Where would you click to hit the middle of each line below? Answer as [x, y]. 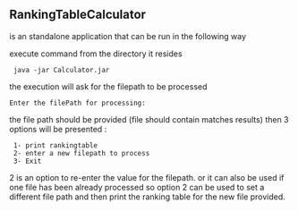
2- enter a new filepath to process [81, 153]
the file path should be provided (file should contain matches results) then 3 [149, 119]
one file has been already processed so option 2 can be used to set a [137, 187]
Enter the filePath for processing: [77, 103]
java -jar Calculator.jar [61, 70]
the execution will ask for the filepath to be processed [108, 86]
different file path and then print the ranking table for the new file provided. [148, 197]
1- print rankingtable [55, 145]
